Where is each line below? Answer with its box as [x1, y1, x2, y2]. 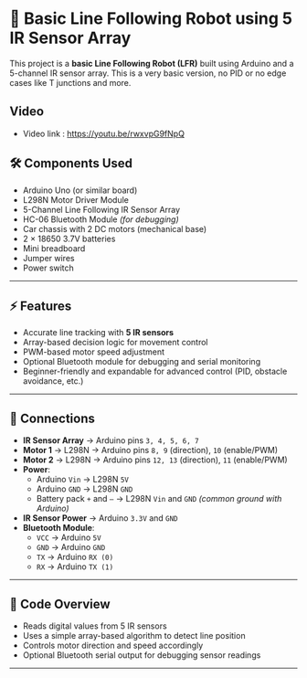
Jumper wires [22, 252, 75, 263]
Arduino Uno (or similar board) [22, 185, 138, 196]
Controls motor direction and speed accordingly [22, 640, 204, 651]
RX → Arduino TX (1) [36, 561, 114, 572]
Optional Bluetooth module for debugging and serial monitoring [22, 356, 261, 367]
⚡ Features [9, 298, 72, 313]
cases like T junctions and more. [9, 77, 132, 88]
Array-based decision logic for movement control [22, 337, 208, 348]
